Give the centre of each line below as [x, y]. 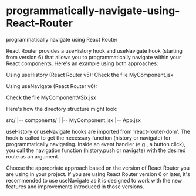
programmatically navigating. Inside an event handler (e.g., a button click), [96, 144]
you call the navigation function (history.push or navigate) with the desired [96, 150]
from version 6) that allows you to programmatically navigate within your [94, 57]
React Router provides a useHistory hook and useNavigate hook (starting [94, 50]
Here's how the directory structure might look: [62, 109]
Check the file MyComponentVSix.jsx [51, 97]
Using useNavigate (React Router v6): [52, 86]
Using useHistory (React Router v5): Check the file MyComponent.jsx [90, 75]
